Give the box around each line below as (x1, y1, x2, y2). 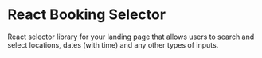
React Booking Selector (7, 6, 166, 24)
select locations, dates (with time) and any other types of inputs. (7, 40, 219, 49)
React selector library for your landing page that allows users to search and (7, 32, 255, 41)
